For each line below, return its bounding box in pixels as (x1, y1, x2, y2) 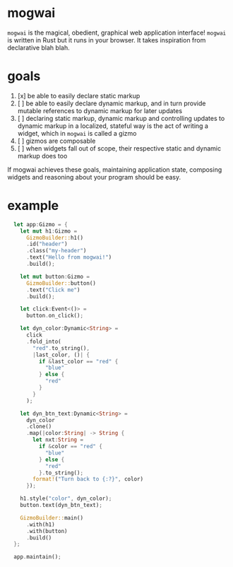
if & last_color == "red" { (38, 358, 119, 365)
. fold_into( (25, 338, 61, 345)
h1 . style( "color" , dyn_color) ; (20, 495, 112, 503)
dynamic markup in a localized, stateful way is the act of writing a (17, 122, 208, 130)
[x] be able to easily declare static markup (17, 91, 141, 100)
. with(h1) (25, 521, 55, 528)
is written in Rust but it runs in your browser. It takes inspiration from (7, 35, 206, 44)
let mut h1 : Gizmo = (20, 228, 78, 235)
